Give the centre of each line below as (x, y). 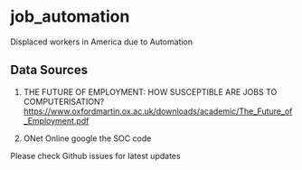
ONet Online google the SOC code (87, 138)
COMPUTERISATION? (64, 101)
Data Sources (49, 70)
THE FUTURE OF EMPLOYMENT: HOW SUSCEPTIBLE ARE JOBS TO (150, 91)
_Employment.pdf (56, 120)
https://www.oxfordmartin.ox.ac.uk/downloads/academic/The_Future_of (158, 111)
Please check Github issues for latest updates (95, 156)
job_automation (70, 17)
